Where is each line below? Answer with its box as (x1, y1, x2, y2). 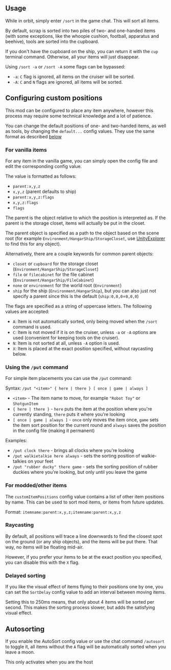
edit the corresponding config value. (5, 163, 82, 169)
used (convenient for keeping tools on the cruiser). (12, 334, 120, 341)
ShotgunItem (12, 401, 38, 406)
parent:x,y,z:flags (12, 195, 55, 200)
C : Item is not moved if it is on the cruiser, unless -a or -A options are (12, 329, 157, 335)
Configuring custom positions (5, 94, 103, 103)
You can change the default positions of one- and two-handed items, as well (5, 123, 166, 129)
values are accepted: (5, 308, 50, 315)
